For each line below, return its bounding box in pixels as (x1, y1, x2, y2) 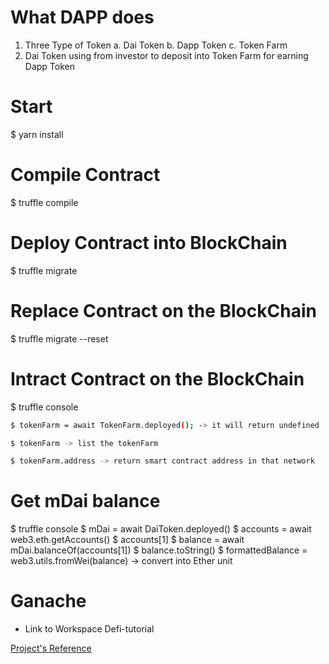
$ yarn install (10, 128, 64, 140)
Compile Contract (10, 164, 161, 186)
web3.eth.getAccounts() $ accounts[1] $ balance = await (10, 534, 245, 546)
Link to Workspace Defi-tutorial (24, 623, 155, 635)
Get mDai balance (10, 490, 161, 513)
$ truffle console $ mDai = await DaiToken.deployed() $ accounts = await (10, 523, 312, 535)
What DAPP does (10, 6, 155, 29)
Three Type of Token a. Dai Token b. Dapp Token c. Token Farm (24, 39, 288, 51)
